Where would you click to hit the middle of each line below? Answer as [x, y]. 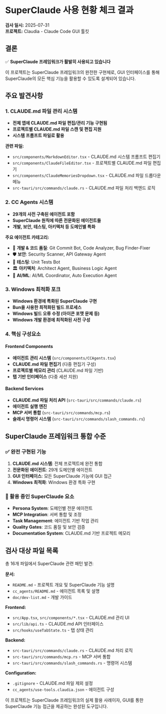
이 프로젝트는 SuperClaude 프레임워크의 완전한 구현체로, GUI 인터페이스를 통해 [82, 72]
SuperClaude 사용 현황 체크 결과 [69, 10]
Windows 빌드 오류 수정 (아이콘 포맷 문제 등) [56, 313]
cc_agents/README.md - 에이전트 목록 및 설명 [56, 591]
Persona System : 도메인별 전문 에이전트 [52, 508]
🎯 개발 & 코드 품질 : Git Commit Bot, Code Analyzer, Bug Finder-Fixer [81, 247]
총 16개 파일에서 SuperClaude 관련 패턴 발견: [49, 563]
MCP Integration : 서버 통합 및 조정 [47, 514]
